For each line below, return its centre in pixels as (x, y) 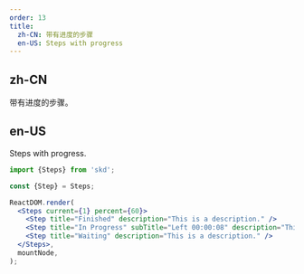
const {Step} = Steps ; (52, 186)
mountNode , (38, 253)
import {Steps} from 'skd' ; (62, 170)
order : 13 (28, 18)
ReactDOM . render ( (42, 203)
